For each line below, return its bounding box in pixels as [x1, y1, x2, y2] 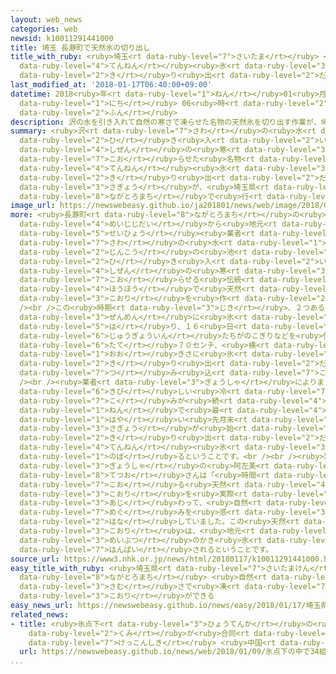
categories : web [10, 24, 78, 34]
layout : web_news [10, 14, 83, 25]
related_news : [10, 609, 70, 620]
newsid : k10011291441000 [10, 33, 114, 43]
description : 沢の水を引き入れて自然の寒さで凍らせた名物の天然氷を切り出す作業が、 [10, 117, 322, 127]
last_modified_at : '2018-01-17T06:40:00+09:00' [10, 80, 213, 90]
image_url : [10, 201, 56, 211]
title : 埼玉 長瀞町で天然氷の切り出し [10, 42, 151, 53]
